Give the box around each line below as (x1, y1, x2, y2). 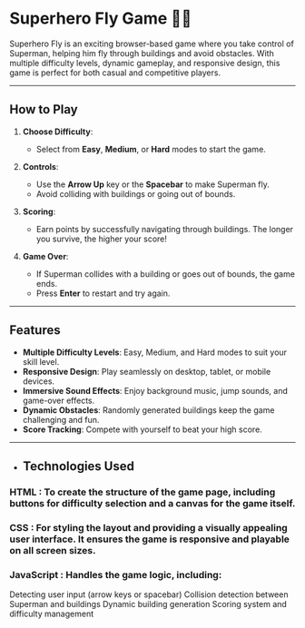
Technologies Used (22, 458, 134, 474)
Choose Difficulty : (22, 126, 93, 137)
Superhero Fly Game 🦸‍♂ (9, 8, 192, 29)
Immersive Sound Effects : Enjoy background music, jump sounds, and (22, 385, 288, 396)
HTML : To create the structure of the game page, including (9, 486, 276, 498)
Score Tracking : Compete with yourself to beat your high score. (22, 424, 263, 435)
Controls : (22, 161, 59, 172)
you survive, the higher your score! (35, 233, 168, 244)
